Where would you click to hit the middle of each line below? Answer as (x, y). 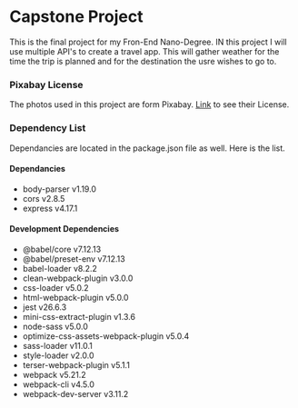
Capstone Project (76, 17)
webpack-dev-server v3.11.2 (75, 393)
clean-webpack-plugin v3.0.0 (78, 278)
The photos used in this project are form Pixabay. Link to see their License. (149, 104)
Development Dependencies (65, 229)
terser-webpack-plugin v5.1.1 (76, 364)
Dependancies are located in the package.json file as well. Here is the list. (148, 148)
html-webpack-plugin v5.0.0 (75, 297)
